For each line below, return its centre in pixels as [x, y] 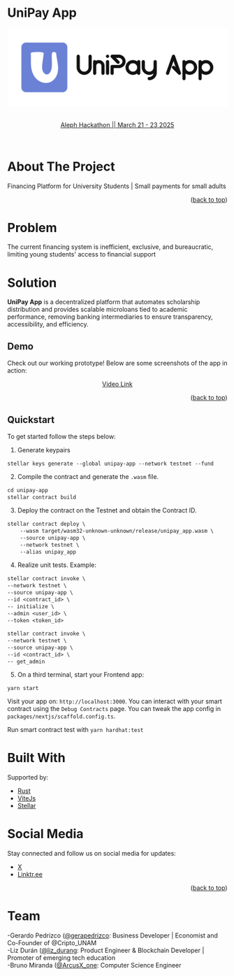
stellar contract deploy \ [46, 524]
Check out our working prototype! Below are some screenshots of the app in [117, 363]
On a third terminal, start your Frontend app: [81, 675]
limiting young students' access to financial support [81, 254]
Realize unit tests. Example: [57, 565]
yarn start [23, 689]
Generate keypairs [44, 450]
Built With [36, 758]
